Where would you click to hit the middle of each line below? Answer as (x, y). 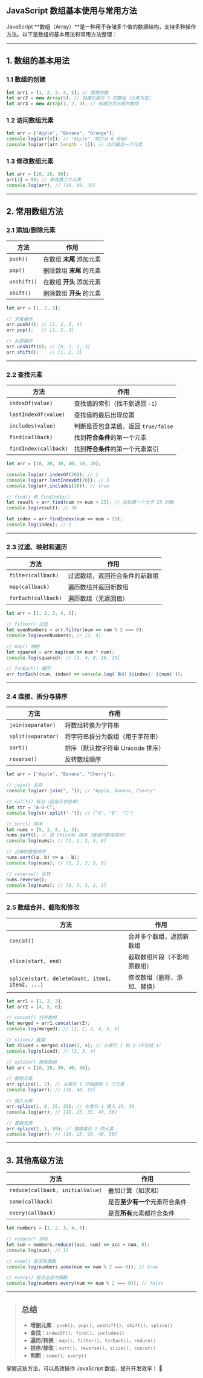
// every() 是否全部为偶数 (37, 1278)
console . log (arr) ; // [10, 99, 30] (51, 186)
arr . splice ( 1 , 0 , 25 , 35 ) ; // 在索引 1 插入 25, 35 (70, 1106)
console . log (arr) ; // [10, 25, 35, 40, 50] (62, 1112)
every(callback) (33, 1213)
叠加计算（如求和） (135, 1191)
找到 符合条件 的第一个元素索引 (116, 449)
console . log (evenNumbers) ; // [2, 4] (54, 635)
